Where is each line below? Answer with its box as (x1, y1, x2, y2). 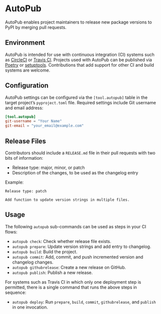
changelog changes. (12, 259, 54, 265)
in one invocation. (12, 304, 48, 310)
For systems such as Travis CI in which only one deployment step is (5, 279, 141, 285)
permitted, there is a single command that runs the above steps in (5, 284, 138, 290)
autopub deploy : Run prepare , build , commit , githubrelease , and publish (12, 299, 156, 305)
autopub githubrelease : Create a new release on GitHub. (12, 264, 126, 270)
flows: (5, 229, 18, 235)
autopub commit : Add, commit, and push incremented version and (12, 254, 143, 260)
